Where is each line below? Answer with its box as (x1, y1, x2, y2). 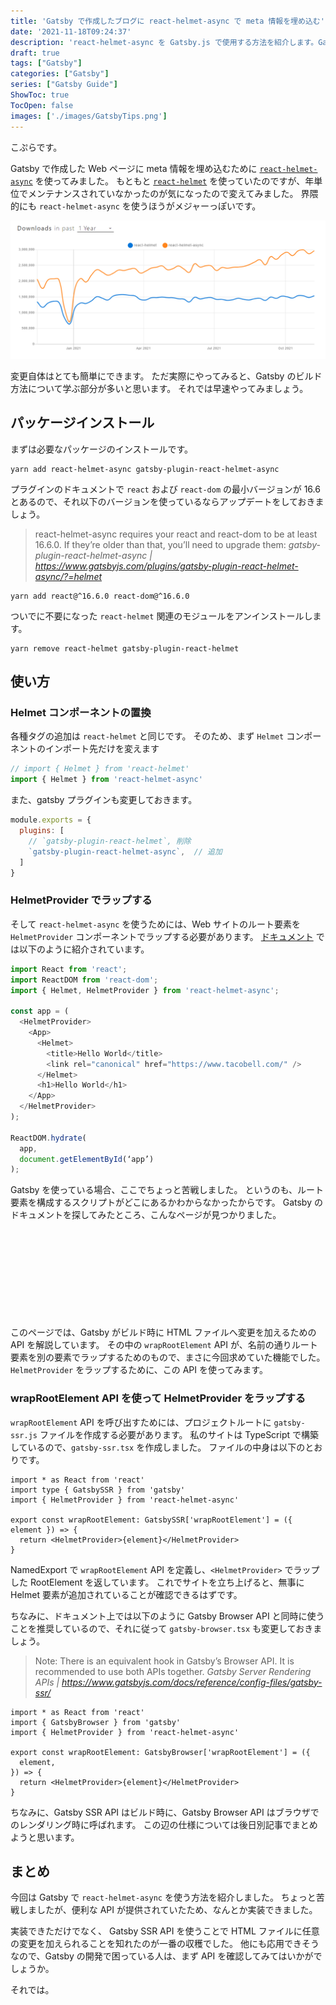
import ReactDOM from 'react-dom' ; (10, 975, 159, 985)
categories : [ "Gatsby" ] (10, 69, 110, 79)
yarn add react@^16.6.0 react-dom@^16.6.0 (10, 591, 190, 601)
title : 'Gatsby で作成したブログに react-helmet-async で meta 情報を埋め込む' (10, 16, 325, 26)
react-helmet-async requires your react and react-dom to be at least (34, 528, 318, 540)
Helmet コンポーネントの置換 (10, 706, 152, 720)
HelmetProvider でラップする (10, 893, 153, 907)
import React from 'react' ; (10, 964, 128, 974)
